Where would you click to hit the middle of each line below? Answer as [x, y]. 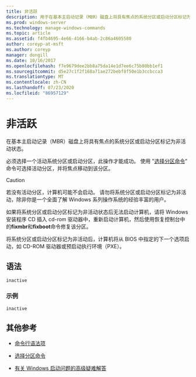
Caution [15, 180]
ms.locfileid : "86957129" [37, 93]
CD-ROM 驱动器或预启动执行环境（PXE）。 [73, 246]
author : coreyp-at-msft [35, 44]
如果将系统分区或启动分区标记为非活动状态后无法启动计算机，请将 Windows [97, 212]
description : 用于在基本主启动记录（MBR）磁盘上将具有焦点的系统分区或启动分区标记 [97, 17]
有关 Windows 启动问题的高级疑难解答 [60, 368]
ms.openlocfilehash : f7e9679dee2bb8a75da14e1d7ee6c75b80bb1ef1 [85, 66]
